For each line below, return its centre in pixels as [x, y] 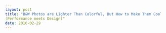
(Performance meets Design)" [35, 18]
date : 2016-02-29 [23, 23]
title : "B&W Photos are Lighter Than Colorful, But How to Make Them [78, 14]
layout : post [19, 9]
